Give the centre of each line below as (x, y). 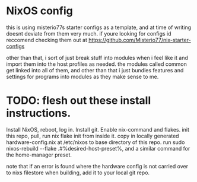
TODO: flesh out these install (79, 100)
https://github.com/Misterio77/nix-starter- (139, 40)
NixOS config (39, 11)
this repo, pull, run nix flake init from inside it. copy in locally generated (93, 136)
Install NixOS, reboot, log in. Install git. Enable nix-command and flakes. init (98, 129)
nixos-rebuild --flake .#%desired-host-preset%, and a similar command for (98, 148)
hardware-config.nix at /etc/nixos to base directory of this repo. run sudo (96, 142)
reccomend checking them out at (47, 40)
